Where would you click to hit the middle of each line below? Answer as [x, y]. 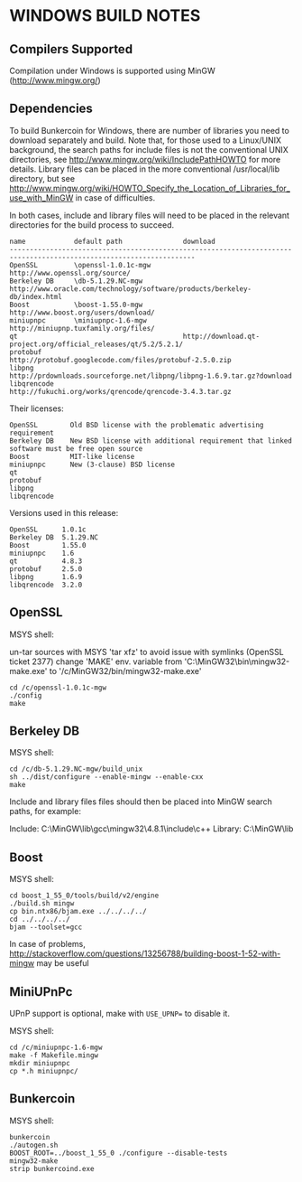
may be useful [62, 963]
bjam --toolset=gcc [46, 927]
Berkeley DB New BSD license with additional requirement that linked [151, 441]
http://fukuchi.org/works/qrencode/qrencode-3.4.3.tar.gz [120, 391]
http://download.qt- [221, 336]
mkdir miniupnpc [40, 1064]
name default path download [113, 241]
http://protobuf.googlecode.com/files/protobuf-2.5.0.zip [120, 360]
